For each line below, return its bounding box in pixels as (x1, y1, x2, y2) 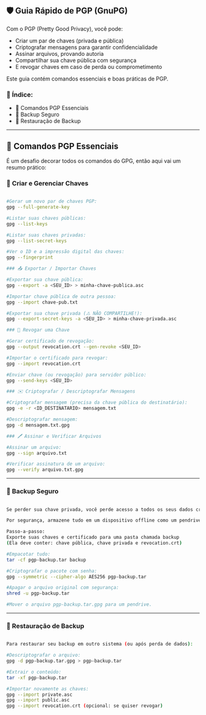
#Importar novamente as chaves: (6, 686, 89, 692)
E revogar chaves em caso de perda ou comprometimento (15, 63, 162, 70)
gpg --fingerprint (6, 254, 53, 260)
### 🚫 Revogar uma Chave (6, 327, 70, 334)
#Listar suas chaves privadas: (6, 232, 86, 238)
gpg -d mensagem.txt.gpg (6, 422, 70, 428)
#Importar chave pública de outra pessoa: (6, 293, 116, 300)
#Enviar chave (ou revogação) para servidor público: (6, 372, 147, 378)
